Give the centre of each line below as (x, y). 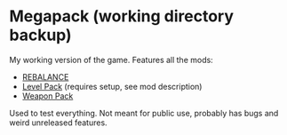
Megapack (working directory (121, 16)
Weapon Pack (48, 96)
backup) (41, 35)
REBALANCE (45, 76)
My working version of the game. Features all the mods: (111, 60)
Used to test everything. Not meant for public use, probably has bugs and (144, 113)
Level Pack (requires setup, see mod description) (112, 86)
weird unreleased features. (59, 123)
